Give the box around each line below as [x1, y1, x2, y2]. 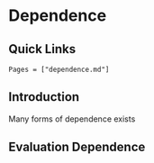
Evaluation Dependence [8, 140, 146, 155]
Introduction [8, 89, 80, 104]
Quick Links [8, 41, 77, 57]
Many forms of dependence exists [8, 113, 136, 124]
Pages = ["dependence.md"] [8, 65, 110, 74]
